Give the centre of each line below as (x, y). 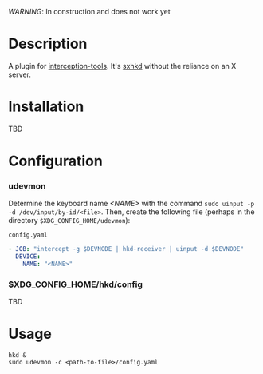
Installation (46, 107)
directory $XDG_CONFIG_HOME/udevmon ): (69, 221)
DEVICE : (28, 257)
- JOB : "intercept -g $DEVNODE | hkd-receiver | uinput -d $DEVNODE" (126, 249)
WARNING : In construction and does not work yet (89, 12)
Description (48, 44)
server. (20, 74)
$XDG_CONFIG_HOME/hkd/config (76, 284)
